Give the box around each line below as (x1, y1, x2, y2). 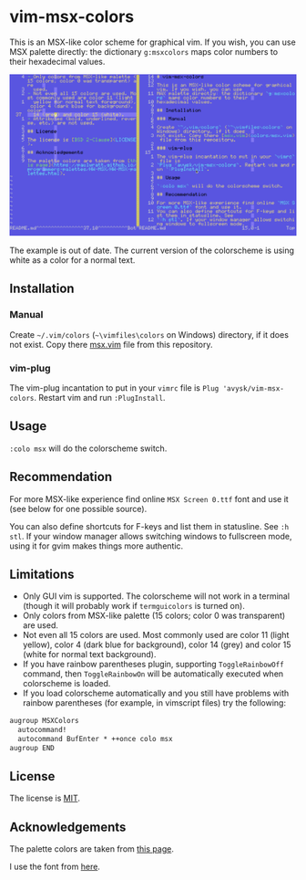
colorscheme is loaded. (22, 678, 111, 689)
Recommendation (9, 469, 112, 485)
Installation (9, 281, 75, 297)
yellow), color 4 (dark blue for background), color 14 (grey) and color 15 (22, 639, 291, 650)
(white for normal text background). (22, 649, 157, 660)
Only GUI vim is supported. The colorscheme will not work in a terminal (22, 591, 290, 602)
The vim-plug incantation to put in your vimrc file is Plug (9, 382, 219, 393)
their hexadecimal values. (9, 56, 106, 67)
